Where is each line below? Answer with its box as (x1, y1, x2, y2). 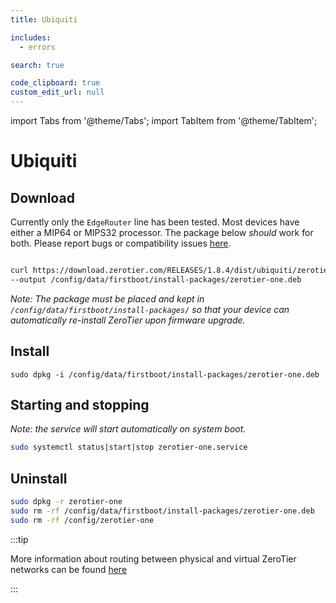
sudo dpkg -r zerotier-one (10, 497, 123, 507)
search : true (10, 60, 65, 70)
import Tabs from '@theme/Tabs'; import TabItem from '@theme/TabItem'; (10, 115, 318, 126)
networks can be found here (10, 563, 128, 575)
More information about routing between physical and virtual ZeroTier (10, 552, 297, 565)
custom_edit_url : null (10, 87, 105, 98)
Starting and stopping (10, 396, 150, 413)
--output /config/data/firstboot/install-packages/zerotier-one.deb (10, 274, 302, 285)
